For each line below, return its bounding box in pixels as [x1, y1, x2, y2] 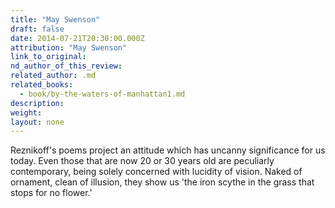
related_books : [10, 80, 74, 90]
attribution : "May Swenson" [10, 42, 128, 53]
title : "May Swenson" [10, 14, 101, 25]
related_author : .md [10, 71, 97, 81]
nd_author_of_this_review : [10, 61, 123, 71]
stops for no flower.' [10, 187, 93, 199]
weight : [10, 107, 43, 118]
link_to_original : [10, 52, 87, 62]
